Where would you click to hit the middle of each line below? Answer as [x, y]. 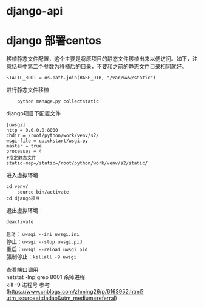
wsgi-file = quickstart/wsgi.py [47, 141]
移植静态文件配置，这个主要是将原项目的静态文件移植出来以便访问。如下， [99, 59]
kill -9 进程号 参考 [28, 285]
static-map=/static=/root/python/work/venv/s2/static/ [77, 163]
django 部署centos [54, 41]
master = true [24, 146]
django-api [35, 11]
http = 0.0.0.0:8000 [32, 130]
